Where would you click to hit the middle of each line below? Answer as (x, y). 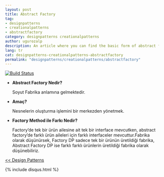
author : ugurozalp (24, 41)
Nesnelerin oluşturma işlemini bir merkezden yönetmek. (68, 111)
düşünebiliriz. (26, 151)
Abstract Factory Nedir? (37, 83)
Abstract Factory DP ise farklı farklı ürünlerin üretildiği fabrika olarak (80, 146)
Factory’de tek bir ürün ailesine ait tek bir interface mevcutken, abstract (84, 130)
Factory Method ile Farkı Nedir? (45, 120)
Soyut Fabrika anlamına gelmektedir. (49, 92)
